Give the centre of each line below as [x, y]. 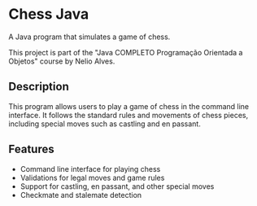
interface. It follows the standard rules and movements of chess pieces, [128, 115]
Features [31, 149]
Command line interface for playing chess [90, 169]
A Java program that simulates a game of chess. [89, 37]
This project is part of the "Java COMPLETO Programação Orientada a [126, 52]
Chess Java [49, 14]
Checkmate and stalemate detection [81, 195]
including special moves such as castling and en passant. [105, 124]
